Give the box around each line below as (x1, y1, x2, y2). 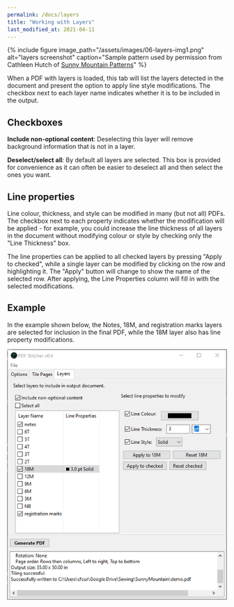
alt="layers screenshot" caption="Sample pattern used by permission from (7, 53, 222, 62)
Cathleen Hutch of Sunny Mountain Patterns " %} (7, 61, 148, 69)
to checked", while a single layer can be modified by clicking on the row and (7, 260, 226, 268)
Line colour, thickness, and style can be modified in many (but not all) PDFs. (7, 210, 226, 217)
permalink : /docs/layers (7, 11, 79, 18)
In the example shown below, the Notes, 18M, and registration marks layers (7, 320, 223, 329)
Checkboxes (7, 116, 63, 128)
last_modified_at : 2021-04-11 (7, 26, 95, 33)
